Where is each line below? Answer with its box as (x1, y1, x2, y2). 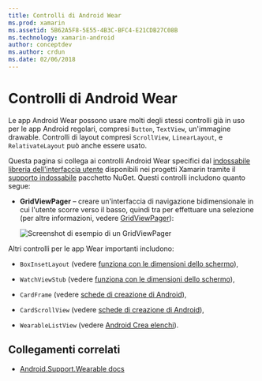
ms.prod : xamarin (8, 19, 65, 27)
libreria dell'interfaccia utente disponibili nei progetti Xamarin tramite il (8, 164, 236, 174)
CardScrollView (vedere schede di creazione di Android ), (19, 304, 205, 314)
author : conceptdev (8, 41, 73, 49)
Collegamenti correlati (8, 343, 121, 357)
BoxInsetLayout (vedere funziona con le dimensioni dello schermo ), (19, 259, 239, 268)
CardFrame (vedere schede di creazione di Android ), (19, 289, 187, 299)
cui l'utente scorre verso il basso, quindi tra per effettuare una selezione (19, 204, 254, 214)
